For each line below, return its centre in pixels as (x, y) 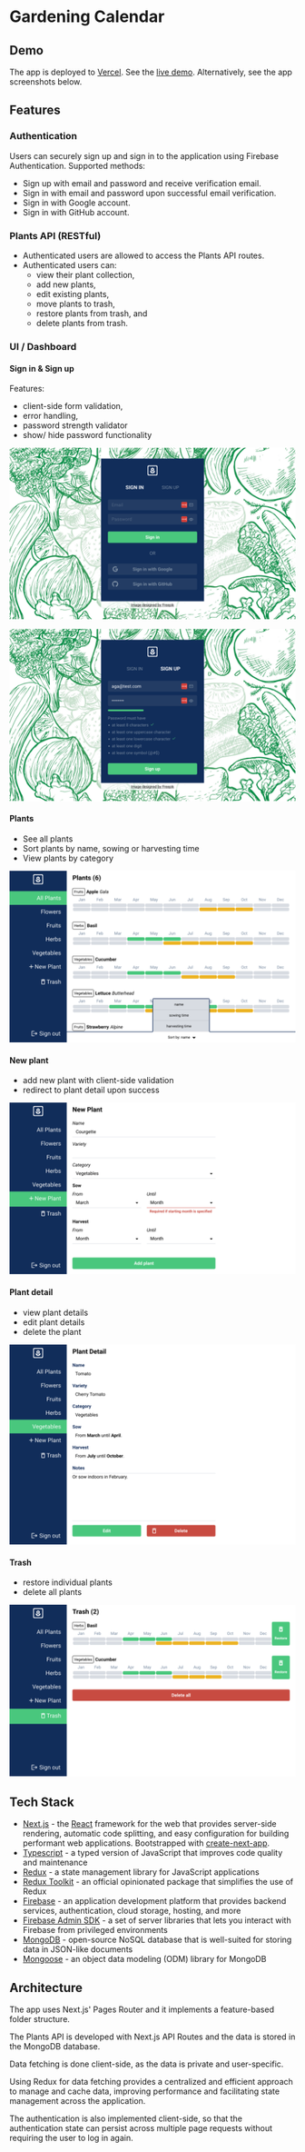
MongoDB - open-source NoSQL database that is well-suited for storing (157, 1940)
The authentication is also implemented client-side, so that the (126, 2118)
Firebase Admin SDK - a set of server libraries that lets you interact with (157, 1920)
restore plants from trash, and (92, 313)
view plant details (55, 1312)
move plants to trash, (75, 304)
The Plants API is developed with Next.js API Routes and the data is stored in (152, 2037)
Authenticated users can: (69, 264)
